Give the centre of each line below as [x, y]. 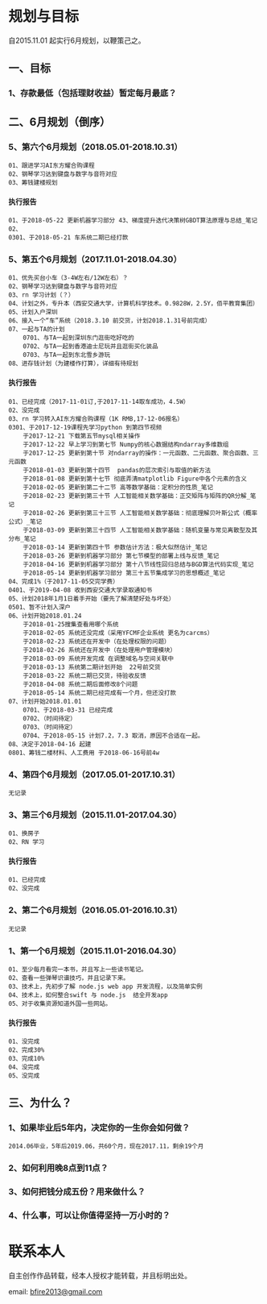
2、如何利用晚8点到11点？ [58, 1168]
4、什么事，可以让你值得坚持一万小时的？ [89, 1215]
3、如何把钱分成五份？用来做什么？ [77, 1191]
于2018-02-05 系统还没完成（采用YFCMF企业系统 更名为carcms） [118, 633]
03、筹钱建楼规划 [33, 182]
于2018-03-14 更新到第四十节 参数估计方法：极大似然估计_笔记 [115, 547]
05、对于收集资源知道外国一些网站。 [60, 1004]
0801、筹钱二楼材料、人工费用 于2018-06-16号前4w [84, 753]
